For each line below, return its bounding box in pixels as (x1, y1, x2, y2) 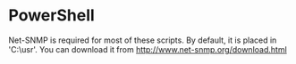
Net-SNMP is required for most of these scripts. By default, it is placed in (8, 35, 277, 45)
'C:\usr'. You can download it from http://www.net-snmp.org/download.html (8, 44, 287, 54)
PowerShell (8, 5, 95, 26)
